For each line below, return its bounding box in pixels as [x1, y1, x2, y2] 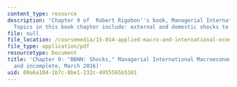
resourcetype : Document [7, 50, 78, 57]
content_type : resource [7, 10, 78, 18]
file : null [7, 29, 39, 37]
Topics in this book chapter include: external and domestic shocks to [13, 23, 229, 30]
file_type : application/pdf [7, 43, 90, 50]
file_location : [7, 36, 52, 43]
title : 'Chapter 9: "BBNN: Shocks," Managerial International [7, 56, 194, 63]
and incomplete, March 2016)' [13, 62, 102, 69]
